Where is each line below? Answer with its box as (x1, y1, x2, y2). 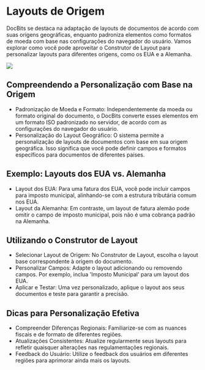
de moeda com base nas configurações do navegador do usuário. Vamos (6, 37, 192, 45)
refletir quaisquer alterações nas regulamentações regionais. (15, 344, 170, 351)
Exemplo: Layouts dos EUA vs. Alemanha (6, 169, 166, 179)
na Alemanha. (15, 217, 50, 224)
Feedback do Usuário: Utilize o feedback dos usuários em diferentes (15, 350, 188, 358)
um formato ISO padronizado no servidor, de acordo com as (15, 118, 167, 126)
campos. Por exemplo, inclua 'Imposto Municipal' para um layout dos (15, 271, 190, 278)
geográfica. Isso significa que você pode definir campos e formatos (15, 144, 187, 152)
